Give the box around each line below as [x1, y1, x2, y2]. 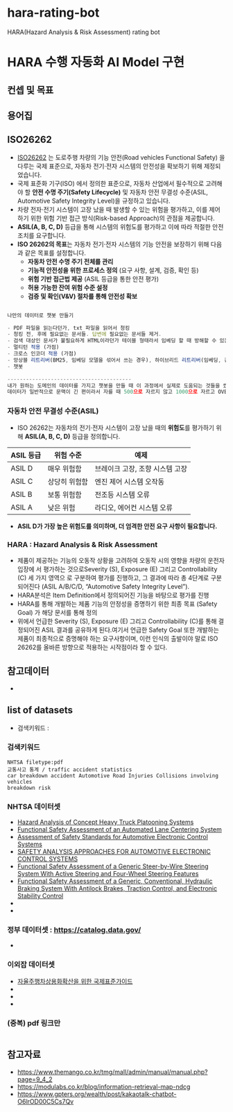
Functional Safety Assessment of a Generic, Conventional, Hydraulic [17, 877, 213, 886]
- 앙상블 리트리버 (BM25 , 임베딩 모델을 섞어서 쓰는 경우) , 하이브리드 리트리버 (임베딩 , [7, 356, 222, 364]
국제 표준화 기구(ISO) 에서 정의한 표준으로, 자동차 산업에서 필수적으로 [17, 179, 205, 187]
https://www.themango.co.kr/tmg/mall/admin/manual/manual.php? [17, 1068, 208, 1076]
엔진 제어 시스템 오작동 [94, 477, 165, 487]
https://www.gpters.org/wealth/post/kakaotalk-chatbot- [17, 1090, 177, 1098]
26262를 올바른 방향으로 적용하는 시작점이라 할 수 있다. [17, 643, 168, 651]
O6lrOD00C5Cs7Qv [17, 1097, 74, 1105]
